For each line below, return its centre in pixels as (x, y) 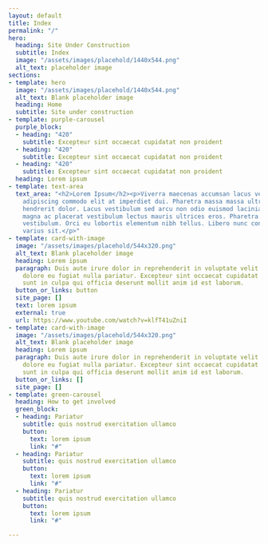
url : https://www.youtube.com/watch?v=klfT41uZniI (101, 320)
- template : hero (37, 82)
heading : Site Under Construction (73, 46)
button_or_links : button (57, 291)
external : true (41, 312)
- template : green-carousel (55, 395)
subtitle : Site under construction (75, 113)
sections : (25, 75)
